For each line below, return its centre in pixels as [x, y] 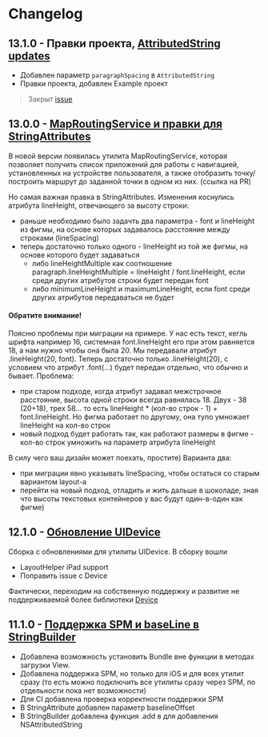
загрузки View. [45, 665]
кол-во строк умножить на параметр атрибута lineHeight [118, 442]
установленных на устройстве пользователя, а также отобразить [120, 173]
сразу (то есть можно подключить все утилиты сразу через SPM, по [138, 682]
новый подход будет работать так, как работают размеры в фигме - [137, 434]
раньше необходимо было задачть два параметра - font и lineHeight [137, 221]
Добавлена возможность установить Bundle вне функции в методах [137, 656]
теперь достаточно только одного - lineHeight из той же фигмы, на [134, 246]
